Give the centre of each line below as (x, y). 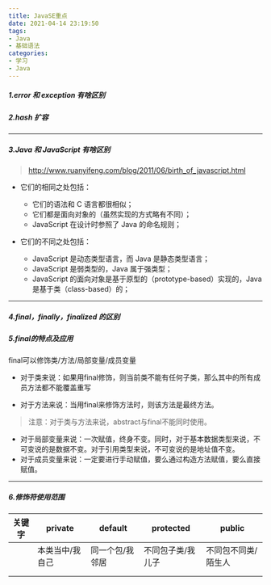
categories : (28, 53)
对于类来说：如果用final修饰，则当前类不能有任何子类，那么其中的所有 (137, 377)
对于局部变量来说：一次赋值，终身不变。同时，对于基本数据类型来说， (137, 439)
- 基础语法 (24, 46)
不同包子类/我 (170, 550)
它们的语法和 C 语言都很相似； (83, 204)
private (60, 528)
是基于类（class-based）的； (81, 289)
